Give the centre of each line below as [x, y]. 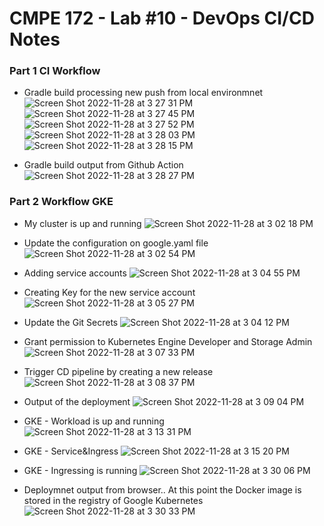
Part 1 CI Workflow [55, 71]
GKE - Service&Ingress [71, 451]
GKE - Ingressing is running [80, 470]
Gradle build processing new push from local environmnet [143, 93]
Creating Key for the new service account [109, 292]
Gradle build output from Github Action [103, 165]
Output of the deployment [77, 401]
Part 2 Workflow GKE [61, 202]
